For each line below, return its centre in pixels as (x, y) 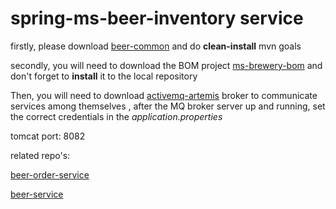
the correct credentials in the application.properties (116, 116)
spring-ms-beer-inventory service (157, 18)
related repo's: (40, 155)
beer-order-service (50, 174)
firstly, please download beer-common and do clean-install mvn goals (156, 46)
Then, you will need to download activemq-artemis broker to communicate (164, 95)
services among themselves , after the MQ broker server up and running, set (168, 106)
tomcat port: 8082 (48, 136)
